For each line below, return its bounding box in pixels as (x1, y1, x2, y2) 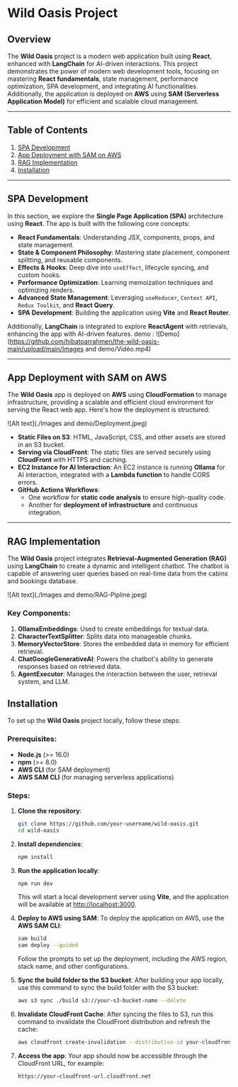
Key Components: (7, 608, 71, 618)
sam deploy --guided (17, 942, 79, 949)
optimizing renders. (17, 286, 75, 294)
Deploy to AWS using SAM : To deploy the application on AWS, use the (17, 914, 225, 923)
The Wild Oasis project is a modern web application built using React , (7, 52, 212, 60)
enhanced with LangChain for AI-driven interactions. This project (7, 60, 198, 68)
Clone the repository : (17, 806, 82, 815)
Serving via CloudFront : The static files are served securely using (17, 448, 211, 456)
